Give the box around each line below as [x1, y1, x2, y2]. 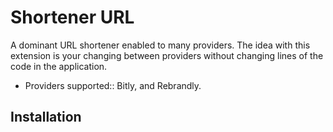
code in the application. [10, 60, 108, 72]
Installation [10, 109, 82, 126]
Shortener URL [10, 6, 135, 29]
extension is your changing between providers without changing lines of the [10, 49, 324, 61]
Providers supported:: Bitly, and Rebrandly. [24, 79, 202, 91]
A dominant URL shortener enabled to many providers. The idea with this [10, 39, 311, 51]
